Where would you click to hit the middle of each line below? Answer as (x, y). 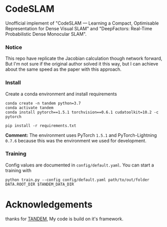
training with (18, 170)
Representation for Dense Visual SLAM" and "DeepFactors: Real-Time (79, 28)
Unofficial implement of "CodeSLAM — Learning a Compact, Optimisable (82, 23)
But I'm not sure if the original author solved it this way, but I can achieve (82, 64)
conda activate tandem (29, 108)
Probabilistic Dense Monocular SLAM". (46, 34)
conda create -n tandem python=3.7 (43, 103)
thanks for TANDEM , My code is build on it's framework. (64, 219)
